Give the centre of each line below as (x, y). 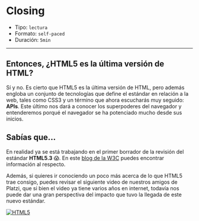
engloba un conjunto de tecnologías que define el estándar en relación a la (97, 93)
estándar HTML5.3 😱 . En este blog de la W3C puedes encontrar (85, 158)
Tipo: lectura (31, 27)
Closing (25, 11)
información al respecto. (36, 164)
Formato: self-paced (40, 33)
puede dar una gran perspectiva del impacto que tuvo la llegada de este (94, 194)
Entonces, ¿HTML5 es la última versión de (85, 64)
